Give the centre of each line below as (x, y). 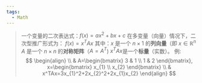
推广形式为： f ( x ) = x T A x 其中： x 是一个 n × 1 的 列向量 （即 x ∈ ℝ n (114, 43)
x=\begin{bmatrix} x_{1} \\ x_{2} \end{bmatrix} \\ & (109, 67)
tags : (13, 12)
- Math (20, 17)
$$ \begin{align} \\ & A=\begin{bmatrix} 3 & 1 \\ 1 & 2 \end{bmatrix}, (109, 61)
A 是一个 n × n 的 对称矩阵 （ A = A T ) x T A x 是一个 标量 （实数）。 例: (101, 51)
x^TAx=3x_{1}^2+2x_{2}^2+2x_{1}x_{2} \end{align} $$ (109, 73)
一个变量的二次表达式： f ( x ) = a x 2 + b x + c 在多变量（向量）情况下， (106, 35)
